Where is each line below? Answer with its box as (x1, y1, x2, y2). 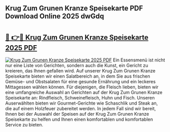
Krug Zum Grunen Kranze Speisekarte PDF (5, 4, 143, 13)
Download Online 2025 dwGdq (5, 12, 105, 21)
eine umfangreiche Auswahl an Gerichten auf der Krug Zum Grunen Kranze (5, 89, 163, 95)
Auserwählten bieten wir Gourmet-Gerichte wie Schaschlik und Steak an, (5, 100, 158, 106)
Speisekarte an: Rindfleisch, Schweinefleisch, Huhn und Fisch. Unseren (5, 95, 155, 101)
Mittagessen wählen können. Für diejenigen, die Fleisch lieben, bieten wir (5, 84, 159, 90)
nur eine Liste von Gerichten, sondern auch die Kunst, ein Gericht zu (5, 62, 148, 68)
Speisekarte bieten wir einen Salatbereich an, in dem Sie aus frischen (5, 73, 151, 79)
